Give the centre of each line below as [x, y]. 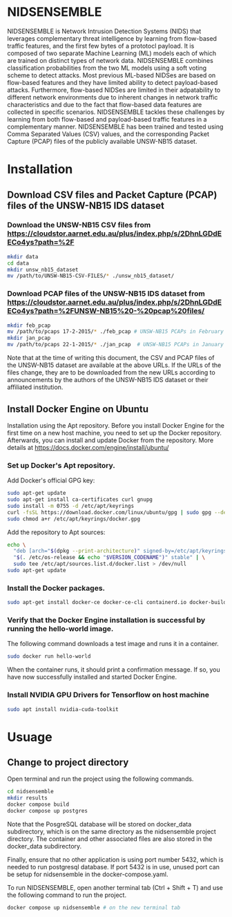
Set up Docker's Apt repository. [61, 465]
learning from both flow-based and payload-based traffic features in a [107, 119]
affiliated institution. [35, 387]
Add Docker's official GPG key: [51, 480]
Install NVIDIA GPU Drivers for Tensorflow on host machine [108, 695]
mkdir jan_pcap [29, 338]
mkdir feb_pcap [29, 325]
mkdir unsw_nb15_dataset [43, 270]
